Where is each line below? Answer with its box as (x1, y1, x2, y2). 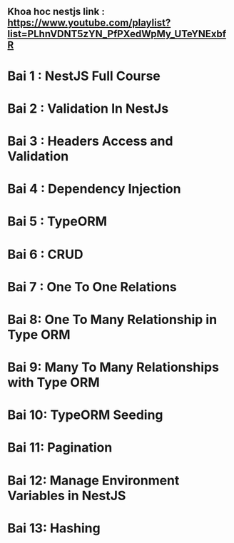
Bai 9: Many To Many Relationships (7, 360, 220, 375)
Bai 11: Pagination (7, 440, 113, 456)
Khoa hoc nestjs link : (7, 6, 105, 18)
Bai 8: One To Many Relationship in (7, 311, 218, 328)
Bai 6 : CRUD (7, 246, 83, 263)
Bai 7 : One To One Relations (7, 278, 177, 295)
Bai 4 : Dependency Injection (7, 181, 181, 197)
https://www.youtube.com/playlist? (7, 17, 171, 29)
